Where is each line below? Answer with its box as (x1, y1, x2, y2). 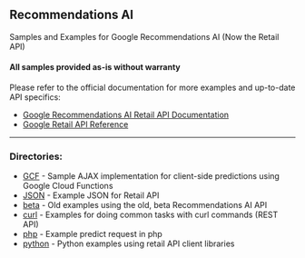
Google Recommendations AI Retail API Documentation (22, 109, 230, 121)
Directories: (9, 150, 64, 163)
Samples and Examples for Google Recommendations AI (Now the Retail (9, 31, 280, 42)
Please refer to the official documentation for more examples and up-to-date (9, 82, 296, 94)
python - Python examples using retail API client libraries (22, 238, 235, 249)
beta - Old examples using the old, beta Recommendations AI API (22, 200, 268, 211)
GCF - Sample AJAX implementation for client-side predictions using (22, 171, 280, 182)
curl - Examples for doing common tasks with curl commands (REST (22, 209, 279, 221)
